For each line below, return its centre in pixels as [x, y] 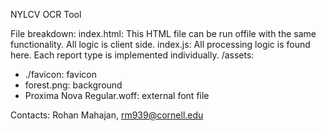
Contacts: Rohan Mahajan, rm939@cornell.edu [107, 115]
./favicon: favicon [60, 74]
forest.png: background [73, 85]
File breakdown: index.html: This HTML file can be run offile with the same [163, 33]
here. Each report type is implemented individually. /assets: [132, 55]
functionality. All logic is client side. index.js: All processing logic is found [160, 44]
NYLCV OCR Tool [46, 14]
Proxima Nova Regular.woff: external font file [117, 95]
